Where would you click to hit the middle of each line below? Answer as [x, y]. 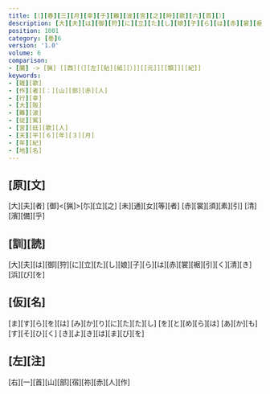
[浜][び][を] [27, 275]
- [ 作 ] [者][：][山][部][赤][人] [58, 90]
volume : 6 [25, 53]
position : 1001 [34, 31]
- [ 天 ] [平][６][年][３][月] [51, 135]
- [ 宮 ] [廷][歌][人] [39, 128]
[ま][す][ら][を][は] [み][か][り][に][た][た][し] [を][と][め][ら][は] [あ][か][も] [133, 323]
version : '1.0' [34, 46]
